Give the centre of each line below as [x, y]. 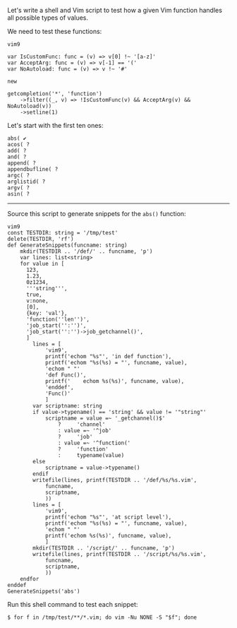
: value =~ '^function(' [94, 443]
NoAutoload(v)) [30, 106]
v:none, [37, 301]
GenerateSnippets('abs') [44, 591]
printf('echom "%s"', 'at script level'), [108, 517]
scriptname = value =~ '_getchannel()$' [105, 418]
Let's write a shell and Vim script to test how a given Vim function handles [115, 10]
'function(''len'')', [58, 319]
